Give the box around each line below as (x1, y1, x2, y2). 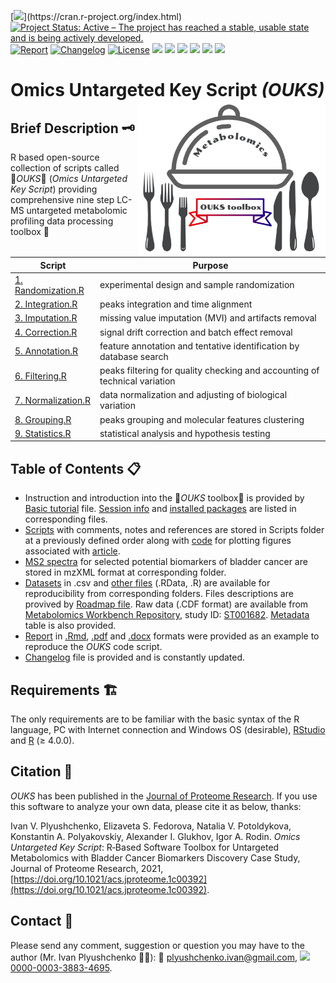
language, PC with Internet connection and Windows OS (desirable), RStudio (10, 724, 326, 736)
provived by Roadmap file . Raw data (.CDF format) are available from (24, 598, 309, 610)
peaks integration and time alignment (99, 298, 253, 310)
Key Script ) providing (10, 183, 98, 195)
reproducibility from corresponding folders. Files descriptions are (24, 588, 294, 600)
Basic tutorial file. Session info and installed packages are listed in (24, 503, 297, 515)
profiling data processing (10, 215, 114, 227)
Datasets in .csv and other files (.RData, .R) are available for (24, 577, 271, 589)
